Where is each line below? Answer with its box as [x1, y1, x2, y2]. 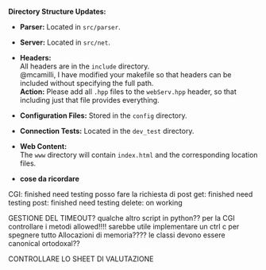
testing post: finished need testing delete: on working [8, 198, 183, 207]
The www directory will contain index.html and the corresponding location [19, 151, 258, 159]
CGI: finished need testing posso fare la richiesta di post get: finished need [8, 190, 253, 198]
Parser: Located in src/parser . [19, 22, 121, 31]
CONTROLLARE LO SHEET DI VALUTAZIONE [8, 254, 154, 264]
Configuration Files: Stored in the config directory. [19, 111, 188, 120]
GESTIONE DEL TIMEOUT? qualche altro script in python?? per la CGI [8, 213, 236, 222]
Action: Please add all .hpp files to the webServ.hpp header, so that [19, 87, 237, 96]
